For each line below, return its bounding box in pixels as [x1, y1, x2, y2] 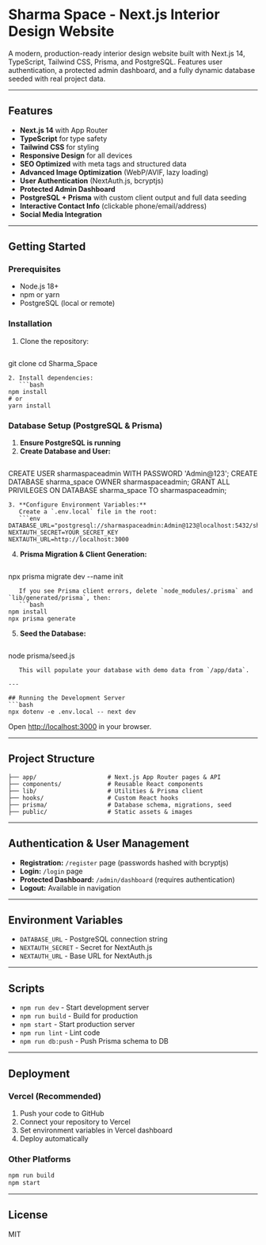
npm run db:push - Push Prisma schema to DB [19, 1037, 169, 1046]
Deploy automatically [19, 1133, 89, 1143]
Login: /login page [19, 866, 83, 876]
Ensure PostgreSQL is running [19, 438, 121, 448]
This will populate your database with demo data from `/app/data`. [18, 666, 249, 674]
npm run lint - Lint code [19, 1028, 101, 1037]
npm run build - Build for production [19, 1011, 139, 1021]
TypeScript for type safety [19, 133, 108, 143]
